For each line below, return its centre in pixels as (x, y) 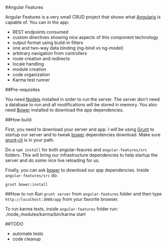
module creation (29, 69)
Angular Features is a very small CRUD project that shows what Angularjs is (83, 17)
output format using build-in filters (48, 43)
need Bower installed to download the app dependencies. (64, 110)
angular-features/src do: (32, 175)
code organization (31, 74)
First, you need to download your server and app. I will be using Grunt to (80, 129)
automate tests (28, 233)
